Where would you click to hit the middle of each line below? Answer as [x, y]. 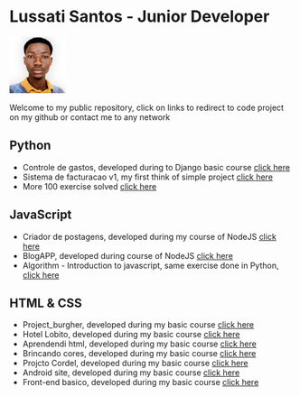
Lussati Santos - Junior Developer [140, 17]
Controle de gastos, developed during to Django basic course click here [156, 167]
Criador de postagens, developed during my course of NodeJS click [150, 236]
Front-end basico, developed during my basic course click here [141, 382]
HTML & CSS [46, 303]
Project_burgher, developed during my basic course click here [138, 325]
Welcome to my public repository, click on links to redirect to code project [147, 107]
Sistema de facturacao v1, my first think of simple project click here [148, 177]
